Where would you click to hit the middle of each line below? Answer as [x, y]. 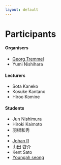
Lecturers [15, 75]
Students [15, 108]
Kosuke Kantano [29, 92]
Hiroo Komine [26, 97]
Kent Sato [22, 152]
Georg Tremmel [28, 59]
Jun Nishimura [27, 119]
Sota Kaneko [25, 86]
